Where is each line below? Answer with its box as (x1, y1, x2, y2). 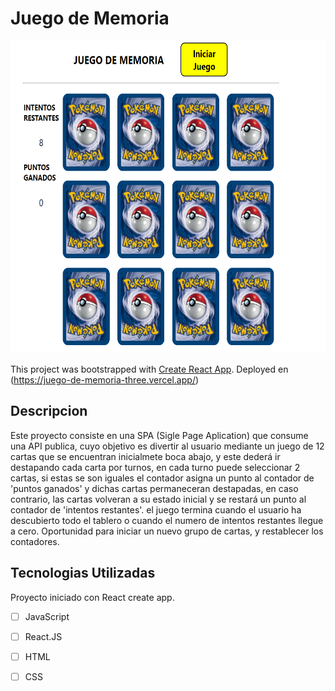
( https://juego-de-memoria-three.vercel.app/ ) (10, 373, 200, 386)
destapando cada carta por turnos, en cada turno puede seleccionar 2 (10, 461, 301, 473)
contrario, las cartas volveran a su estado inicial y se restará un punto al (10, 493, 307, 505)
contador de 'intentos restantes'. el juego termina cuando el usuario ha (10, 503, 302, 516)
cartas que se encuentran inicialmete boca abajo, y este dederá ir (10, 450, 281, 462)
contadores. (10, 535, 60, 547)
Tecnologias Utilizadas (10, 565, 156, 582)
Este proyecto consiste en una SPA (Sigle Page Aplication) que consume (10, 429, 309, 441)
